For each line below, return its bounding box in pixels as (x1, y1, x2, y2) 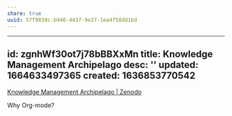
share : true (7, 10, 41, 17)
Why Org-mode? (7, 101, 55, 110)
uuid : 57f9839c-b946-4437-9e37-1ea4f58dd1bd (7, 16, 137, 23)
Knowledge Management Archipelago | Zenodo (7, 88, 142, 96)
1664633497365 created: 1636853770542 (7, 69, 195, 81)
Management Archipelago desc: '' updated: (7, 59, 199, 71)
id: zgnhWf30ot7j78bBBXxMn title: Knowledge (7, 48, 213, 60)
